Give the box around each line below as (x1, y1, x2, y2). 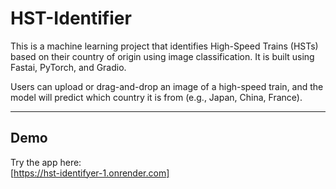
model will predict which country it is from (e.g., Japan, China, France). (10, 91, 303, 103)
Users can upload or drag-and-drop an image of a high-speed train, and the (10, 80, 324, 92)
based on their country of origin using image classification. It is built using (10, 50, 315, 62)
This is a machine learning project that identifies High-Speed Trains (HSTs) (10, 40, 319, 52)
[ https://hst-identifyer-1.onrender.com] (10, 167, 170, 179)
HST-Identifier (10, 7, 132, 30)
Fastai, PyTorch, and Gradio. (10, 61, 127, 73)
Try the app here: (10, 156, 82, 168)
